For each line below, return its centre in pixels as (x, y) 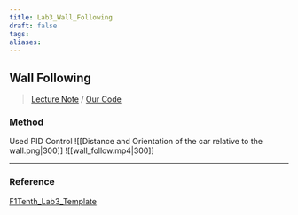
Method (27, 122)
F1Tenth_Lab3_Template (53, 201)
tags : (19, 34)
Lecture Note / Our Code (76, 99)
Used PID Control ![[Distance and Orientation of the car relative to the (136, 142)
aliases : (25, 42)
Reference (32, 182)
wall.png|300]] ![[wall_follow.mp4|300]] (82, 150)
